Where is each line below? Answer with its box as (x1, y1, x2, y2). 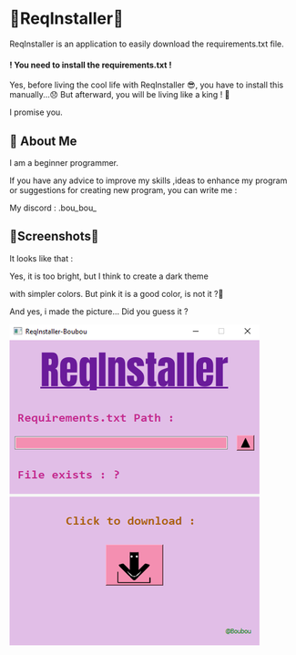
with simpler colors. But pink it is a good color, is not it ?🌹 (9, 288, 224, 299)
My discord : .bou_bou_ (9, 202, 97, 213)
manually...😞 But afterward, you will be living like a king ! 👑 (9, 89, 230, 100)
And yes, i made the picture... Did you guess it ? (9, 305, 189, 317)
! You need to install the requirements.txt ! (9, 59, 172, 70)
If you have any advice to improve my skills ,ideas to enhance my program (9, 175, 288, 186)
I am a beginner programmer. (9, 157, 119, 168)
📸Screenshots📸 (9, 229, 99, 244)
